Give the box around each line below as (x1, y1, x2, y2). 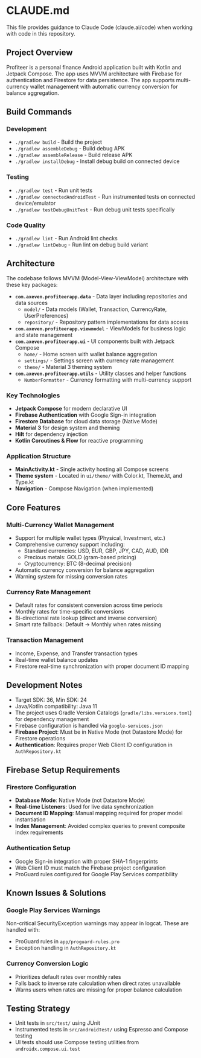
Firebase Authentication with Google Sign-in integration (14, 411, 156, 418)
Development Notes (6, 680, 83, 690)
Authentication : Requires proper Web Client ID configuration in (14, 741, 173, 748)
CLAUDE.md (6, 4, 70, 18)
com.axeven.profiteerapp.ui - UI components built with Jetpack (14, 338, 175, 345)
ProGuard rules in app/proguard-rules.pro (14, 938, 120, 945)
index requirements (14, 829, 63, 836)
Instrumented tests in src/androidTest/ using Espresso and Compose (14, 1026, 188, 1033)
